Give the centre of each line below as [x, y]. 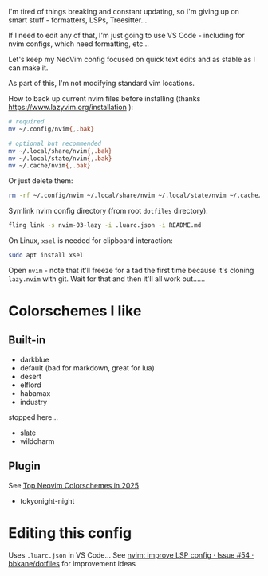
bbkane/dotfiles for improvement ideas [72, 563]
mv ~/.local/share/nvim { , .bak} [60, 151]
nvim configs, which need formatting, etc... [79, 44]
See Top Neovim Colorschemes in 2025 [74, 485]
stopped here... [33, 417]
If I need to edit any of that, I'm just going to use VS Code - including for [126, 35]
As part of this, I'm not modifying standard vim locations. [102, 83]
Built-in [27, 341]
